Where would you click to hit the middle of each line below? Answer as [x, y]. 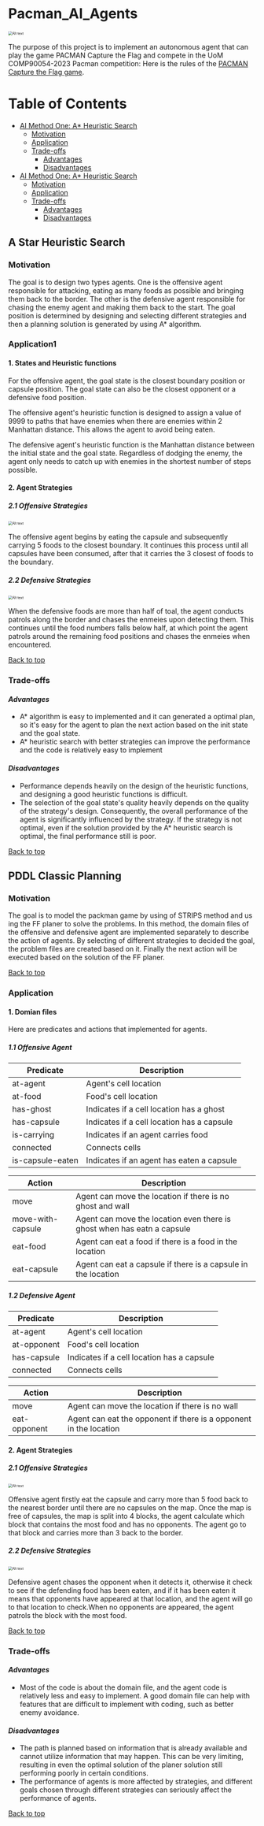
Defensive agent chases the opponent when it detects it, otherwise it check [130, 1582]
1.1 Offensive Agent [40, 1047]
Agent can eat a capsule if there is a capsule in [162, 1264]
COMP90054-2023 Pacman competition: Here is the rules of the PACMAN [128, 63]
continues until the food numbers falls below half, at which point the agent [128, 628]
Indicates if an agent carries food [147, 1135]
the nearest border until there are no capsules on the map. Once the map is [130, 1507]
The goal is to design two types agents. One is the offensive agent [115, 282]
